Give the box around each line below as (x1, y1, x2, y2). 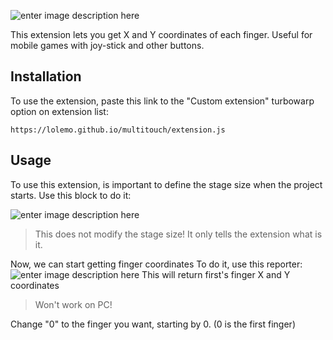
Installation (10, 68, 82, 85)
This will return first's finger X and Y (141, 268, 291, 280)
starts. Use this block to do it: (10, 189, 132, 201)
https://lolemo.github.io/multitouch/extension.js (10, 125, 226, 135)
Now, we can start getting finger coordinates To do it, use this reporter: (10, 258, 303, 270)
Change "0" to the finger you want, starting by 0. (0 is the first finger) (10, 318, 296, 330)
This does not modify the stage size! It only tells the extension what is (34, 228, 323, 240)
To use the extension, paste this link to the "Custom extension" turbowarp (10, 95, 315, 107)
